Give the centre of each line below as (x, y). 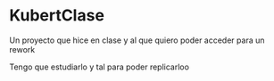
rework (22, 49)
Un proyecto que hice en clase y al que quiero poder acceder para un (137, 40)
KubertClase (57, 16)
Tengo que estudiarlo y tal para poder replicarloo (100, 67)
